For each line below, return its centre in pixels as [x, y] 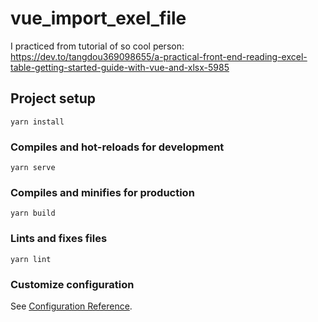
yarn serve [33, 168]
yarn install [37, 122]
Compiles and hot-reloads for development [117, 147]
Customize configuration [72, 284]
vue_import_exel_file [98, 18]
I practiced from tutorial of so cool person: [97, 46]
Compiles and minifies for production [102, 192]
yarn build [33, 213]
